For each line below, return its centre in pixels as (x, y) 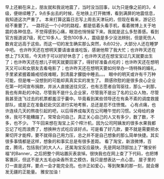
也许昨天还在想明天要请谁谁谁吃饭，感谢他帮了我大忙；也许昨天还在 (87, 50)
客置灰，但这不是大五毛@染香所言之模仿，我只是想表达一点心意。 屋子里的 (81, 159)
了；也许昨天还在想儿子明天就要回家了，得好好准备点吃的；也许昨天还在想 (80, 62)
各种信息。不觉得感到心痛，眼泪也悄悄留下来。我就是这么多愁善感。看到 (86, 31)
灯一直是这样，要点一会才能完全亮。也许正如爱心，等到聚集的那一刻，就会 (80, 166)
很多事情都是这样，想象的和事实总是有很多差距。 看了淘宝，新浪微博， (76, 141)
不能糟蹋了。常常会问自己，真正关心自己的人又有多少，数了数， (86, 117)
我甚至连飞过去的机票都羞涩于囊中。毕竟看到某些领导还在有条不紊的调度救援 (82, 99)
